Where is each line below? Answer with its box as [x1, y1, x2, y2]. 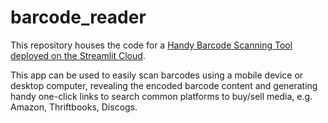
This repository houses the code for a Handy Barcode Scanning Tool [10, 39, 293, 51]
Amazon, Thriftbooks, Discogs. [10, 101, 138, 113]
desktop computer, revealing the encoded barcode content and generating [10, 79, 318, 91]
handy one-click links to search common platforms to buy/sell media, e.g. [10, 90, 313, 102]
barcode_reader [10, 6, 147, 29]
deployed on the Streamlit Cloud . [10, 49, 146, 61]
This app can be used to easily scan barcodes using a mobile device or [10, 69, 304, 81]
